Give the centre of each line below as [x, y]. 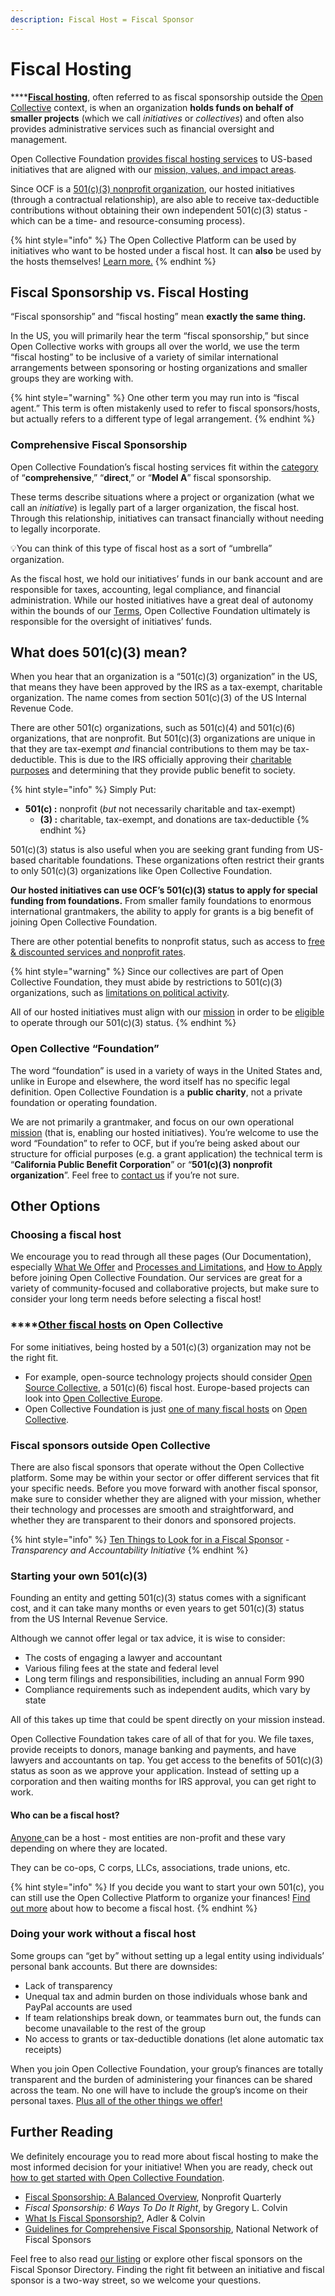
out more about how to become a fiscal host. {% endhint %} [134, 1908]
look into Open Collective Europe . [93, 1398]
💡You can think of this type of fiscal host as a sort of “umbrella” [141, 548]
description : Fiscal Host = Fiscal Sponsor [102, 19]
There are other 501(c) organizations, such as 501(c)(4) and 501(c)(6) [153, 728]
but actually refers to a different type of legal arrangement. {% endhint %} [163, 419]
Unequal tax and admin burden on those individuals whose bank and [166, 1996]
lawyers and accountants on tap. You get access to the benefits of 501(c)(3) [167, 1760]
